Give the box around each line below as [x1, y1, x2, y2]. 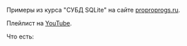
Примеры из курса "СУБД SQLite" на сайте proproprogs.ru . [6, 6, 181, 14]
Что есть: [6, 32, 35, 41]
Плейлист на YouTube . [6, 19, 72, 27]
